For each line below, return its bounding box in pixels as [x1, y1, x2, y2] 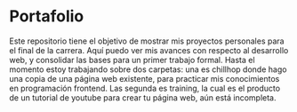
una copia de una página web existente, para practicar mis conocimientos [9, 73, 280, 84]
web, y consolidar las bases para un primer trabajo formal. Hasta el [9, 54, 255, 65]
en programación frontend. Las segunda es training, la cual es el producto [9, 83, 281, 93]
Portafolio [9, 6, 84, 27]
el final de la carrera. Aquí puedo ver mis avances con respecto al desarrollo [9, 44, 289, 55]
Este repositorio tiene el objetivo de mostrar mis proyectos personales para [9, 36, 285, 46]
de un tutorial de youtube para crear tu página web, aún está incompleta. [9, 92, 277, 103]
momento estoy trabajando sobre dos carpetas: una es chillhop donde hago [9, 64, 287, 75]
